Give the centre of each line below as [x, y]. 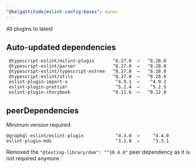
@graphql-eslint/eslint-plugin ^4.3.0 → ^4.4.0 [88, 136]
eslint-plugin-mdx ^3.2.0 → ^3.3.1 [88, 141]
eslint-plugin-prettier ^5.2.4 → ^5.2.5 [88, 87]
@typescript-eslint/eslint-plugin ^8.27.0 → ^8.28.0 [88, 61]
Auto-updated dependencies [61, 47]
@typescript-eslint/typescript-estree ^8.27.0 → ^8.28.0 [88, 71]
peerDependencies [43, 111]
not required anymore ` [34, 158]
